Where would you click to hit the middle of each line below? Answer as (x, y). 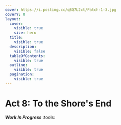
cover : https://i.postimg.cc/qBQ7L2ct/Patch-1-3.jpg (61, 10)
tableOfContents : (28, 56)
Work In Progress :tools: (30, 117)
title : (16, 38)
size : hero (25, 33)
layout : (13, 19)
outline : (19, 65)
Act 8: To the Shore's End (58, 103)
